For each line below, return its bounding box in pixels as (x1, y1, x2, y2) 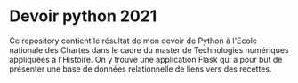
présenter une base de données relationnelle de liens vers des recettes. (9, 64, 272, 74)
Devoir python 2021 (9, 6, 157, 26)
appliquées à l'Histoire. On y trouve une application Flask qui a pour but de (9, 54, 283, 64)
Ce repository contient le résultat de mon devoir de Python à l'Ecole (9, 35, 258, 46)
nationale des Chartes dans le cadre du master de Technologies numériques (9, 44, 289, 55)
